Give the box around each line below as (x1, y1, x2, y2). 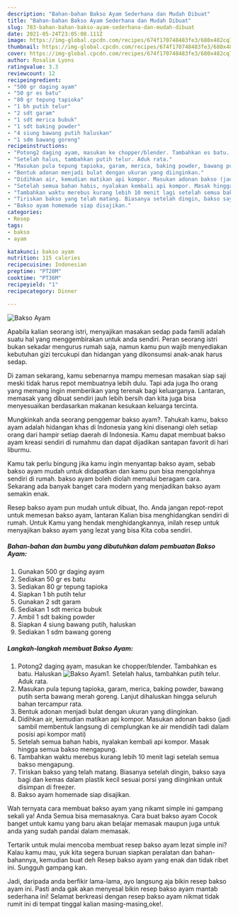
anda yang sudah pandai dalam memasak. (7, 827, 131, 835)
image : (7, 37, 27, 44)
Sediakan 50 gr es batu (17, 575, 86, 584)
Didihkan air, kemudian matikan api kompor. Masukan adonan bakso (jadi (17, 715, 231, 724)
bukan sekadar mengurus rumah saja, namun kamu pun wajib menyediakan (7, 342, 228, 351)
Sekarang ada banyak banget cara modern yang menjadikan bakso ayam (7, 481, 221, 491)
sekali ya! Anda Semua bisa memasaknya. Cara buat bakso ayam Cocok (7, 812, 218, 820)
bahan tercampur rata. (17, 700, 84, 708)
